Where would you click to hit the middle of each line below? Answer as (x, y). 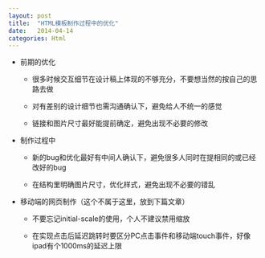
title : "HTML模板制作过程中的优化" (63, 23)
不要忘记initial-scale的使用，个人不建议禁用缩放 (111, 219)
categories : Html (37, 38)
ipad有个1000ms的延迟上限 (77, 246)
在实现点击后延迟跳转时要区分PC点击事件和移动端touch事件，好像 (141, 236)
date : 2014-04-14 (41, 31)
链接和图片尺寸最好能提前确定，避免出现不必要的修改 (120, 123)
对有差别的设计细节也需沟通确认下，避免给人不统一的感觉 (127, 106)
